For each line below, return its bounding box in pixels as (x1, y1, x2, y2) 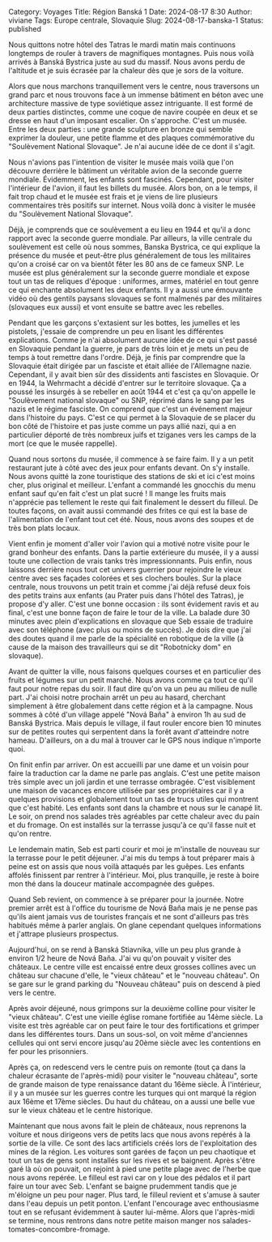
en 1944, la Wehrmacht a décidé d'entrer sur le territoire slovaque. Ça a (8, 379, 247, 388)
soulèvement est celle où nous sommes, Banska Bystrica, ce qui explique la (8, 242, 261, 251)
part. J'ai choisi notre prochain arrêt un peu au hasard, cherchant (8, 692, 226, 702)
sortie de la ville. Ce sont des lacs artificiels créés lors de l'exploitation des (8, 1138, 257, 1148)
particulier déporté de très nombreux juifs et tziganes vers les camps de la (8, 430, 257, 439)
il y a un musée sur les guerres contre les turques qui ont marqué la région (8, 1088, 257, 1098)
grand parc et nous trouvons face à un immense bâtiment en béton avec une (8, 90, 264, 100)
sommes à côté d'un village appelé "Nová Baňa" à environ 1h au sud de (8, 709, 247, 719)
